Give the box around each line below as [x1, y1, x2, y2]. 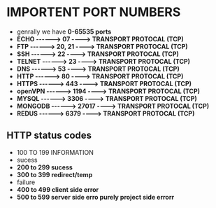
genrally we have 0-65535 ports [16, 27, 112, 36]
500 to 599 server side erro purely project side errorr [16, 193, 175, 201]
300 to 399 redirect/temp [16, 170, 93, 179]
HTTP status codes [6, 130, 92, 141]
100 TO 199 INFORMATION [16, 148, 94, 156]
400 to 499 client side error [16, 185, 99, 193]
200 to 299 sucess [16, 162, 73, 172]
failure [16, 178, 36, 186]
